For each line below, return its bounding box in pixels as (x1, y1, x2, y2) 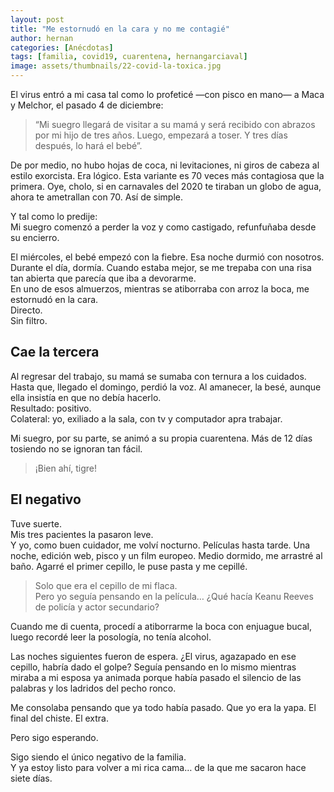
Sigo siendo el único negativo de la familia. (10, 751, 187, 763)
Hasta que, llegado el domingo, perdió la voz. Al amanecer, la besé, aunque (10, 381, 322, 393)
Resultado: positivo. (10, 402, 92, 414)
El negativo (10, 491, 82, 508)
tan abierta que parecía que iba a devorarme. (10, 272, 197, 284)
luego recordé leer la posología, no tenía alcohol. (10, 631, 212, 643)
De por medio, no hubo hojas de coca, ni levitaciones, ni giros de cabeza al (10, 159, 320, 171)
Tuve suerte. (10, 517, 62, 530)
